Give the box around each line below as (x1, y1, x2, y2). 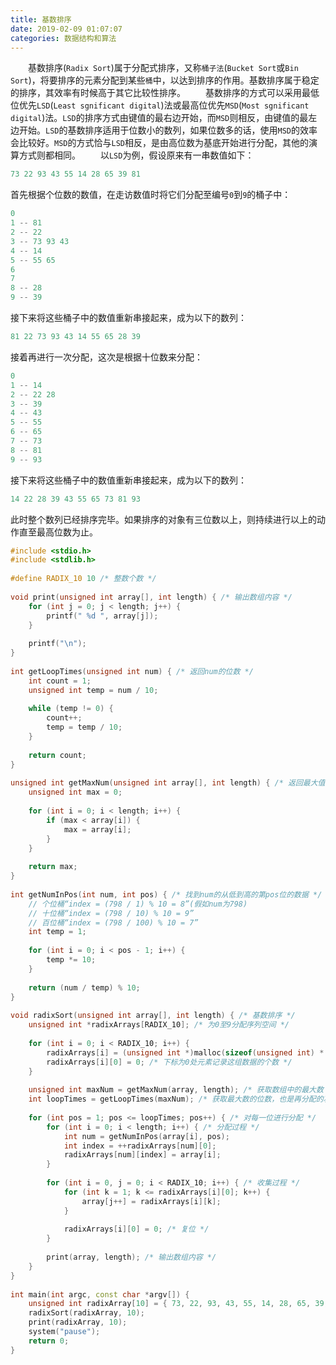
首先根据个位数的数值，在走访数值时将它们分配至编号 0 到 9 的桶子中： (10, 189, 292, 201)
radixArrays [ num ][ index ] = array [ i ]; (63, 1150, 222, 1160)
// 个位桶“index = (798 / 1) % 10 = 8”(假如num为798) (28, 899, 248, 909)
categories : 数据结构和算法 (10, 33, 117, 43)
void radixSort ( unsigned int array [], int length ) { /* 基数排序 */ (10, 1011, 296, 1021)
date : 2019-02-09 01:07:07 (10, 24, 123, 34)
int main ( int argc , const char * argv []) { (10, 1289, 190, 1300)
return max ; (28, 862, 78, 872)
